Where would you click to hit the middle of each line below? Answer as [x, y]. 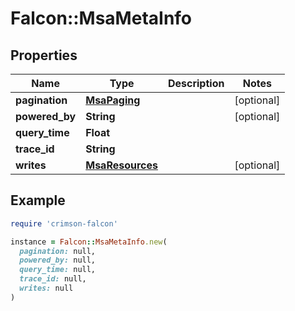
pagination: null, [58, 251]
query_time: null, [58, 270]
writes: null [46, 288]
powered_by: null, [58, 260]
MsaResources [121, 165]
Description [196, 83]
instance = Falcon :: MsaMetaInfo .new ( [89, 242]
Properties [44, 55]
